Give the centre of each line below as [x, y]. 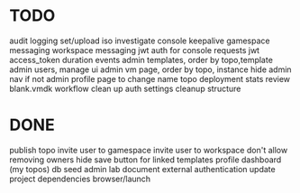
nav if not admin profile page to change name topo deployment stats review [150, 78]
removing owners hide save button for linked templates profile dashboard [145, 160]
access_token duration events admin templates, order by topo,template [141, 60]
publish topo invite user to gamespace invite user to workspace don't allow [149, 150]
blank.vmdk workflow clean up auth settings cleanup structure [125, 88]
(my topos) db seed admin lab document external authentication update [143, 169]
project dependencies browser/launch [80, 179]
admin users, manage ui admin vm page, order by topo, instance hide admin [150, 69]
